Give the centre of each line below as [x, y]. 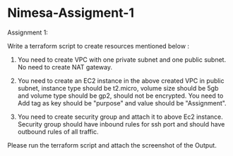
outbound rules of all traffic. [58, 131]
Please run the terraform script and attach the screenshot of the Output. [112, 145]
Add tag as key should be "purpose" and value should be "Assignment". [122, 103]
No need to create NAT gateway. [65, 67]
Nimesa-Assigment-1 [71, 13]
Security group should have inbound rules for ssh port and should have [121, 124]
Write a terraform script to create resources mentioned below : [98, 46]
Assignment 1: [28, 32]
